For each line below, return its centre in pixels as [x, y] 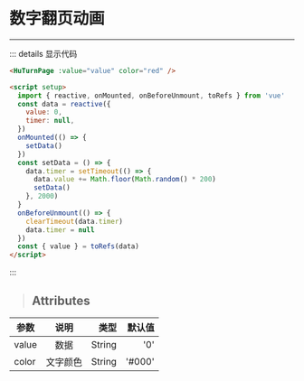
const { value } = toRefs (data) [79, 246]
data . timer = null [60, 230]
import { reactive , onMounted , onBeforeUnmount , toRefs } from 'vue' [151, 96]
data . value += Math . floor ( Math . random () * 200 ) [125, 180]
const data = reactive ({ [64, 104]
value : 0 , [44, 112]
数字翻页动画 [57, 19]
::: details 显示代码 [43, 53]
